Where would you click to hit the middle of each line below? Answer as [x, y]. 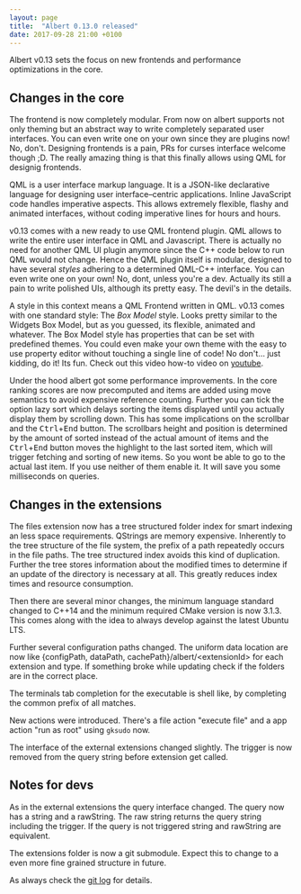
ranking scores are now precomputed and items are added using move [140, 390]
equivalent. [30, 835]
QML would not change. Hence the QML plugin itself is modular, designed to [150, 260]
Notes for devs [52, 786]
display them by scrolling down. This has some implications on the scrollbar [149, 419]
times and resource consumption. [71, 583]
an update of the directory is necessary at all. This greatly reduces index [143, 574]
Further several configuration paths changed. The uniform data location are [149, 647]
